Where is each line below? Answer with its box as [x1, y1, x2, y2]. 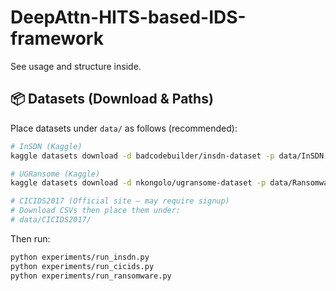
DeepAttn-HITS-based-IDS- [10, 6, 247, 29]
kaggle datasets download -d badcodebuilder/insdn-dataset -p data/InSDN [10, 151, 325, 161]
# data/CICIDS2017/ [10, 215, 92, 225]
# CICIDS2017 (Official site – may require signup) [10, 196, 230, 206]
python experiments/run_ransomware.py [10, 271, 172, 281]
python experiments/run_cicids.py [10, 261, 155, 271]
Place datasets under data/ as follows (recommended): [10, 122, 238, 134]
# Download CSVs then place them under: [10, 206, 182, 216]
